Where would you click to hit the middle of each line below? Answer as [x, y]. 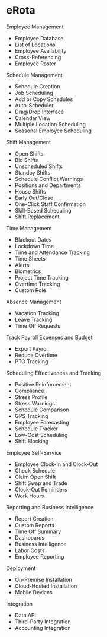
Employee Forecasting [42, 422]
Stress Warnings [35, 403]
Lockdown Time [34, 246]
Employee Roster [35, 64]
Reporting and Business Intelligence [50, 507]
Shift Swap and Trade [41, 483]
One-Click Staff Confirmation [50, 204]
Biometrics [28, 271]
